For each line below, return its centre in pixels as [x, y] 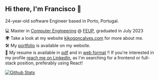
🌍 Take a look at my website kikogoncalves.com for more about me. [74, 38]
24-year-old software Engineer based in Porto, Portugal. [62, 21]
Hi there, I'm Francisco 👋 [43, 9]
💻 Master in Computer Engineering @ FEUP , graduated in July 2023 [74, 30]
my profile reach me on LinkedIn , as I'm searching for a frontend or [73, 57]
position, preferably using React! [50, 63]
